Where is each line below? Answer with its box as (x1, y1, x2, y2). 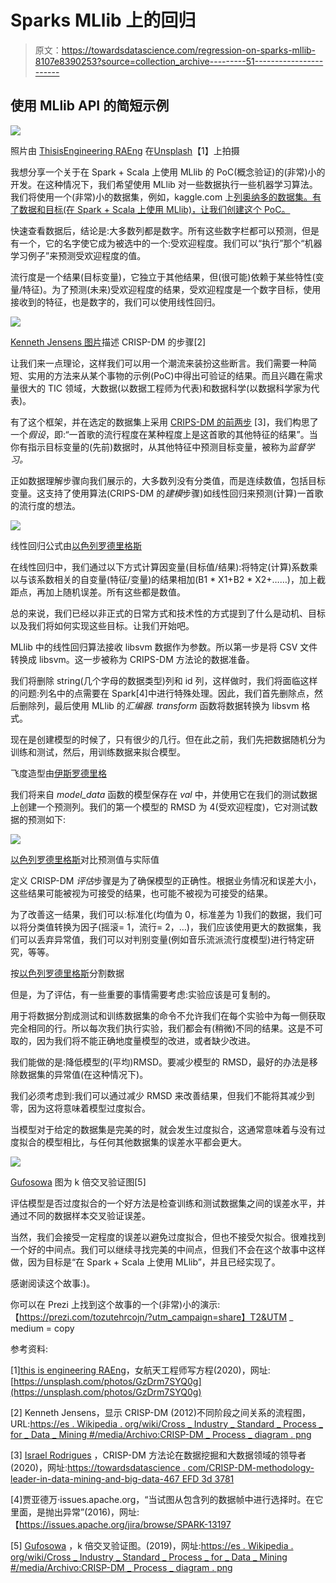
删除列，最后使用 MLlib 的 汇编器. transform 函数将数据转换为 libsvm (18, 699, 300, 711)
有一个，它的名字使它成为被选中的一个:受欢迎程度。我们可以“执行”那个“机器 (10, 237, 323, 249)
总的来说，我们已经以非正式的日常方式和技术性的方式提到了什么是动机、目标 (10, 607, 326, 619)
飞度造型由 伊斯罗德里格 (10, 767, 107, 779)
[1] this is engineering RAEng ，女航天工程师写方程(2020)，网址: (10, 1364, 271, 1376)
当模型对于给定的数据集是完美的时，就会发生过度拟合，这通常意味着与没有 (10, 1123, 317, 1135)
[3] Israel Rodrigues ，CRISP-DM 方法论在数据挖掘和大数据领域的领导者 (10, 1449, 307, 1461)
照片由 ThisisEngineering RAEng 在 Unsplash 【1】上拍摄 (10, 144, 240, 156)
